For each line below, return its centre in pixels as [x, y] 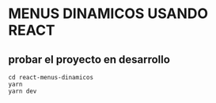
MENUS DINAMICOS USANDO [108, 14]
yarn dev [23, 91]
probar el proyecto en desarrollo [89, 59]
